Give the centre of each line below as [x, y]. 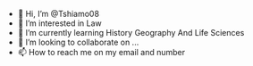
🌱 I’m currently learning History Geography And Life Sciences [131, 33]
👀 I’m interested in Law [60, 23]
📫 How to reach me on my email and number [101, 52]
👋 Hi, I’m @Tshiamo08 [59, 14]
